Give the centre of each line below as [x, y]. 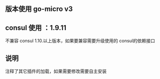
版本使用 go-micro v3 [39, 9]
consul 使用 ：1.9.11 [36, 27]
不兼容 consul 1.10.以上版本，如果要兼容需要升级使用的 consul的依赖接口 [80, 41]
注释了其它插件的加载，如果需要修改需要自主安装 [56, 71]
